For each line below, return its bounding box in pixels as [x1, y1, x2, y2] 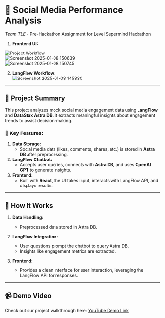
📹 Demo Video [5, 292, 52, 300]
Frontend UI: [12, 40, 38, 46]
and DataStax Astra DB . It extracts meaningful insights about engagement [5, 112, 156, 118]
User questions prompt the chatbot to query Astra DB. [19, 243, 129, 249]
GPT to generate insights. [19, 167, 72, 173]
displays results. [19, 183, 53, 188]
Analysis [5, 15, 42, 26]
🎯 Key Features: [5, 130, 44, 136]
